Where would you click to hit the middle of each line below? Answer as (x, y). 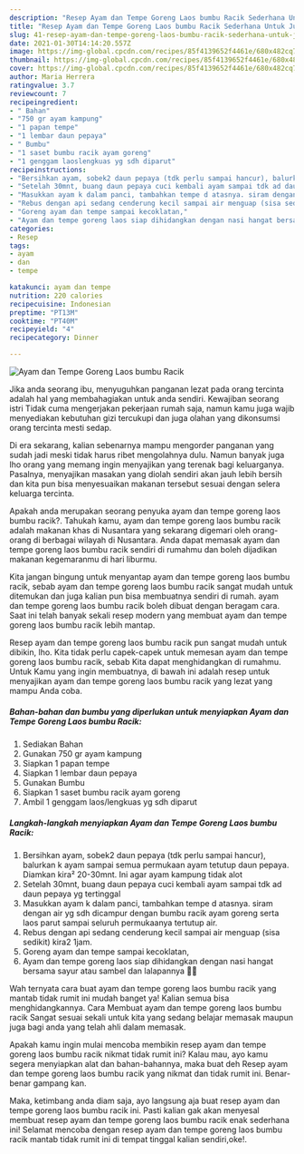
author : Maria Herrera (52, 77)
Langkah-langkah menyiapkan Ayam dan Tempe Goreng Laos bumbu (143, 823)
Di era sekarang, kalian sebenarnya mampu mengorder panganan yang (142, 445)
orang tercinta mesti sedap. (61, 428)
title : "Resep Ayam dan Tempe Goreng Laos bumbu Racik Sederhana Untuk (147, 26)
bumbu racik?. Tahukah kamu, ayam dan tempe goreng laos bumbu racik (145, 521)
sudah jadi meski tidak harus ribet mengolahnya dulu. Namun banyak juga (147, 455)
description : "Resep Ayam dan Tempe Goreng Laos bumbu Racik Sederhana (147, 18)
